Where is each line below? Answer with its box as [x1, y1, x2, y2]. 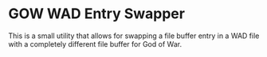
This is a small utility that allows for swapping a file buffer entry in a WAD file [8, 31, 260, 40]
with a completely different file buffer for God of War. [8, 39, 182, 48]
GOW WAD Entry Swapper [8, 5, 186, 23]
